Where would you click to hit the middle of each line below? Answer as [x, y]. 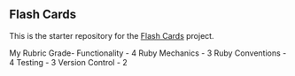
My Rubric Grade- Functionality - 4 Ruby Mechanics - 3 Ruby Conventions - [148, 53]
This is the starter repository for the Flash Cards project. [112, 35]
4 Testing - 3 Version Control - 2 [69, 62]
